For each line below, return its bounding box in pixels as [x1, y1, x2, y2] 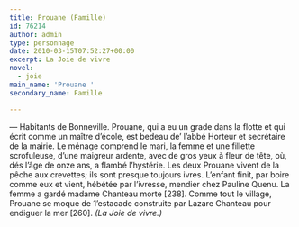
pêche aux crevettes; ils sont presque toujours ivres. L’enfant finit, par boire [9, 168, 290, 180]
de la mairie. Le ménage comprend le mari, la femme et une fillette [9, 141, 255, 151]
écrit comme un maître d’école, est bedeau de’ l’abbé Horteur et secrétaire [9, 131, 285, 141]
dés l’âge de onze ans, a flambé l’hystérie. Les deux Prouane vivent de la [9, 159, 280, 170]
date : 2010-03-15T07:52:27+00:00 [9, 47, 135, 56]
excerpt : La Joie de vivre [9, 55, 111, 64]
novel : [9, 64, 34, 73]
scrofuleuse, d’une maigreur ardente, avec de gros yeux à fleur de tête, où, [9, 150, 287, 160]
